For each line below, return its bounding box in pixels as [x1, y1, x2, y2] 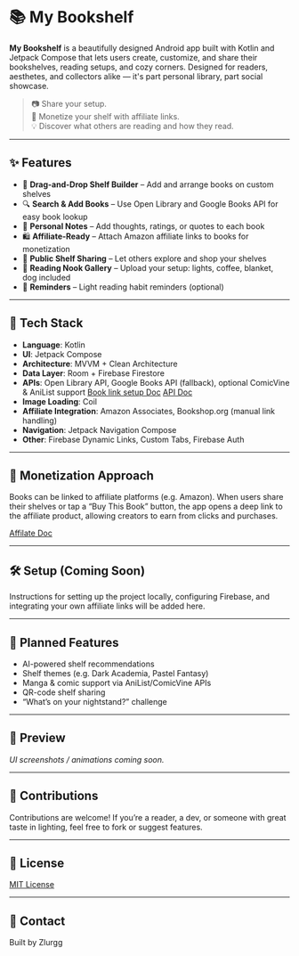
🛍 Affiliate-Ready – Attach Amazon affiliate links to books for [21, 231, 249, 241]
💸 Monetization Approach [9, 468, 154, 483]
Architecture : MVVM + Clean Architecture [21, 358, 178, 369]
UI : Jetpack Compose [21, 348, 102, 359]
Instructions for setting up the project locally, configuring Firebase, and [9, 592, 270, 602]
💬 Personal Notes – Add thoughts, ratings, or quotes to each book [21, 220, 265, 232]
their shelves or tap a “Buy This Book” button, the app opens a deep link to [9, 501, 283, 512]
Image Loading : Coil [21, 396, 98, 406]
